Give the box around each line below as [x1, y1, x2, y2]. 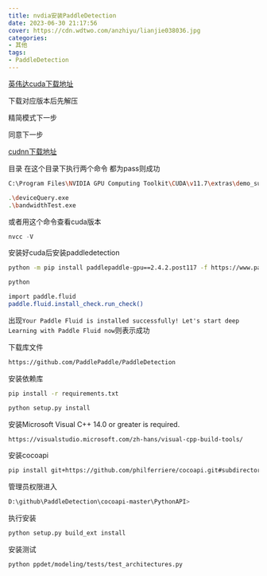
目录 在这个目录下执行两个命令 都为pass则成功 [8, 163, 161, 173]
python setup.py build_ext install [8, 529, 126, 538]
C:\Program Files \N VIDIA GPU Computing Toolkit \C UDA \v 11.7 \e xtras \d [8, 179, 240, 187]
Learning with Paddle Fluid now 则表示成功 [8, 325, 150, 335]
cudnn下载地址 [8, 147, 57, 156]
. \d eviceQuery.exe [8, 194, 69, 202]
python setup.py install [8, 404, 91, 412]
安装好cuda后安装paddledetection [8, 248, 120, 257]
